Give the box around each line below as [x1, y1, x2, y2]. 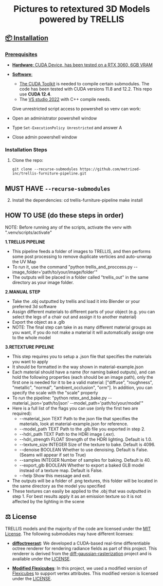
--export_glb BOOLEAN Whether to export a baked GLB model [19, 462, 145, 468]
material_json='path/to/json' [12, 400, 69, 406]
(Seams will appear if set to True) [19, 452, 86, 458]
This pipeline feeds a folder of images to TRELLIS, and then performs [12, 248, 151, 254]
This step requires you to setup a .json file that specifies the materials [12, 353, 152, 359]
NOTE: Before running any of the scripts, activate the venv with [5, 224, 132, 230]
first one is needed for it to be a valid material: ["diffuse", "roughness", [12, 379, 153, 385]
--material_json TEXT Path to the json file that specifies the [19, 415, 138, 421]
